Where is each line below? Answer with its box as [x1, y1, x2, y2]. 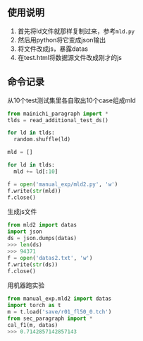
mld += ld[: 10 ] [13, 168, 58, 175]
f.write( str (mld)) [7, 187, 61, 194]
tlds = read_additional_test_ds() [7, 116, 109, 124]
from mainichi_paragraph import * [7, 110, 109, 117]
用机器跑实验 [7, 281, 44, 289]
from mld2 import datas [7, 222, 77, 229]
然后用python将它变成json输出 [17, 35, 106, 44]
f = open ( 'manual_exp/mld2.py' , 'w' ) [7, 181, 118, 188]
